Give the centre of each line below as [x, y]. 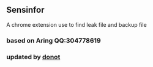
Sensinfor [25, 10]
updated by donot [33, 57]
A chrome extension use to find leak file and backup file [76, 24]
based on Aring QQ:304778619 [54, 40]
